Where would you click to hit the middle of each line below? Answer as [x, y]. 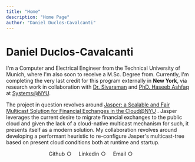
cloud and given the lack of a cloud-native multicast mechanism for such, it [97, 124]
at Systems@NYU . [29, 93]
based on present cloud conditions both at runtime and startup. [83, 142]
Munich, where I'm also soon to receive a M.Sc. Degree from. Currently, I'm [97, 74]
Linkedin [89, 154]
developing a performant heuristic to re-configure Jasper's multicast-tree [95, 136]
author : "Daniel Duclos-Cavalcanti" [51, 22]
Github [57, 154]
